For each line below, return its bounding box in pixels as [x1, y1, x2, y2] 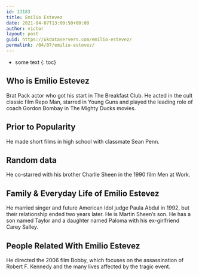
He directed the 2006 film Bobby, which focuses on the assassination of [6, 256, 184, 263]
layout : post [6, 31, 39, 37]
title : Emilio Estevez [6, 14, 63, 20]
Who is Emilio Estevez [6, 76, 90, 86]
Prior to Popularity [6, 122, 76, 132]
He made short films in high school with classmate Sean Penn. [6, 138, 160, 145]
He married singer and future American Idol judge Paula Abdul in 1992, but [6, 204, 190, 211]
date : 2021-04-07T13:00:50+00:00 [6, 20, 90, 26]
